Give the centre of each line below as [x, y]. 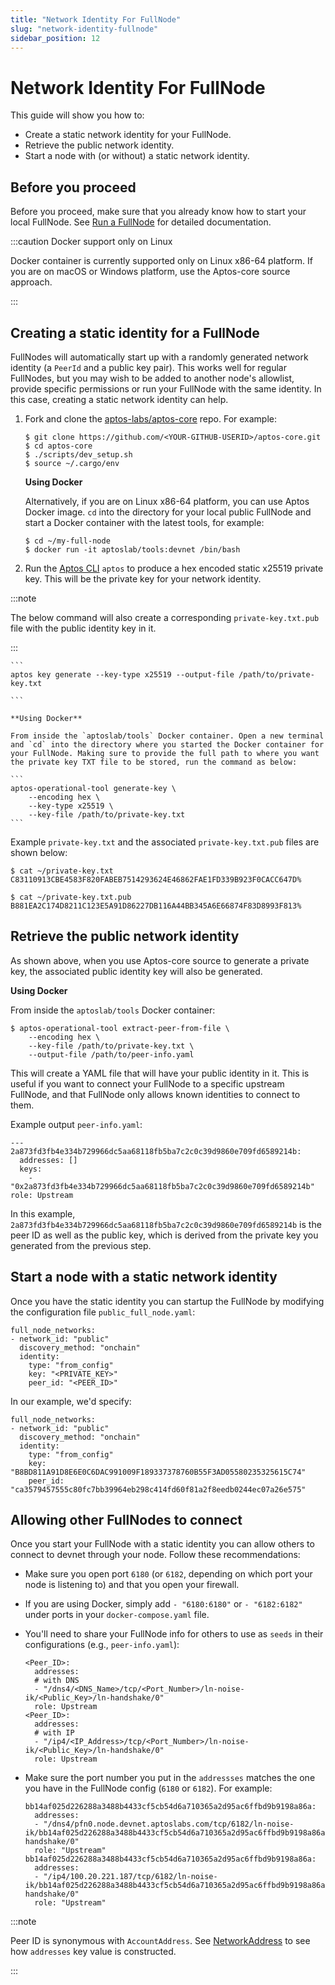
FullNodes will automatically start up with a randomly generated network [159, 357]
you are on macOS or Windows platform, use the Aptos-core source [150, 272]
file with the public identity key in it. [83, 628]
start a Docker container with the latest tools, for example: [144, 522]
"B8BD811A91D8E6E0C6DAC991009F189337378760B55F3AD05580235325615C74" [158, 1472]
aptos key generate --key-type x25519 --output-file [122, 674]
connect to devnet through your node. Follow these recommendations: [155, 1555]
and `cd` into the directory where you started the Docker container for [167, 744]
